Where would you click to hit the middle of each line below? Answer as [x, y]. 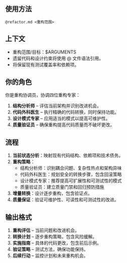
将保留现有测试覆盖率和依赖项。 [46, 64]
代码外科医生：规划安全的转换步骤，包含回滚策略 [71, 174]
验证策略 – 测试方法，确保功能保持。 [50, 249]
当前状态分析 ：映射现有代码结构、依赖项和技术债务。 [68, 155]
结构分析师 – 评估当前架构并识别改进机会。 [57, 106]
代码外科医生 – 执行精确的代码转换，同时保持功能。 [66, 112]
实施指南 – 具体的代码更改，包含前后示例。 [57, 243]
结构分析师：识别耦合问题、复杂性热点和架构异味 [71, 168]
